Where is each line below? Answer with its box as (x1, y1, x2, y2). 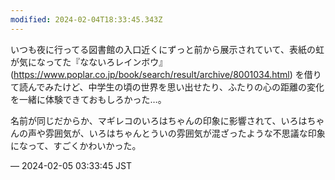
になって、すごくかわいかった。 (10, 139, 142, 151)
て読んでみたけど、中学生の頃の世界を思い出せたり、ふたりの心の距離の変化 (10, 81, 325, 93)
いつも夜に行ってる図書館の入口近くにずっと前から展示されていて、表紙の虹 (10, 43, 325, 55)
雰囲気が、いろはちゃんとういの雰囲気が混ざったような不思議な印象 (44, 127, 326, 139)
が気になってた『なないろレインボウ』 (10, 56, 168, 68)
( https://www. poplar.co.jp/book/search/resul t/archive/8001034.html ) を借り (10, 68, 322, 80)
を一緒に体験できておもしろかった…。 (10, 93, 167, 105)
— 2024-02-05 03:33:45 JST (10, 159, 133, 171)
